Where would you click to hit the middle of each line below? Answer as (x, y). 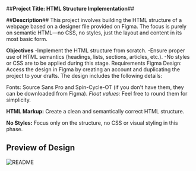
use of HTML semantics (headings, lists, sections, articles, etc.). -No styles (98, 57)
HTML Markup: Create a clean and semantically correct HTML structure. (95, 111)
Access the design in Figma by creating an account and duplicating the (93, 69)
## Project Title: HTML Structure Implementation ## (70, 9)
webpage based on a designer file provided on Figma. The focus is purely (97, 26)
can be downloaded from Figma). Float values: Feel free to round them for (97, 94)
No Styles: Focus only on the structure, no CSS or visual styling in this (92, 123)
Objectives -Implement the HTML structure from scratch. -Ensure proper (96, 50)
